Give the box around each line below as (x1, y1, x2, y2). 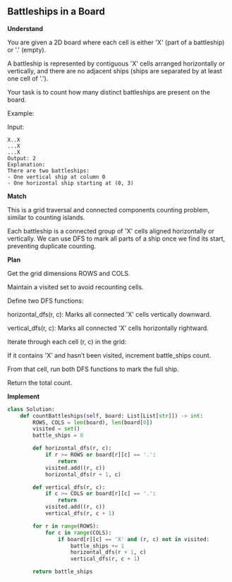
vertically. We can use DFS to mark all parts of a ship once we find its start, (7, 234, 226, 243)
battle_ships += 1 (70, 542, 125, 550)
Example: (7, 109, 35, 117)
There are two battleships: (7, 167, 90, 174)
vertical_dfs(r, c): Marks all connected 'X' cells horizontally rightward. (7, 324, 209, 332)
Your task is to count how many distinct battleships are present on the (7, 87, 210, 96)
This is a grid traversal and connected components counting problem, (7, 205, 210, 214)
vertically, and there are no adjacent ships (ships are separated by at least (7, 66, 222, 75)
